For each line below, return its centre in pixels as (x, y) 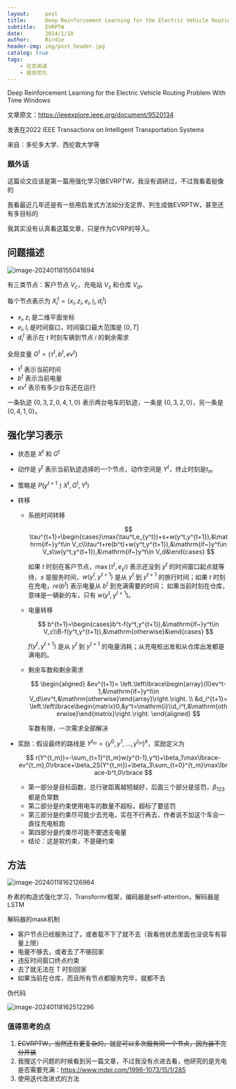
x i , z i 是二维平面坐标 (46, 318)
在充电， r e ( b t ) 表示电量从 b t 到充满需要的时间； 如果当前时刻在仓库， (128, 585)
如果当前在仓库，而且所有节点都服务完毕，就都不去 (91, 978)
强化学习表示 (35, 435)
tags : (15, 60)
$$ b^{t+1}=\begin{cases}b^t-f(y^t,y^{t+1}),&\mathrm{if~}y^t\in (128, 624)
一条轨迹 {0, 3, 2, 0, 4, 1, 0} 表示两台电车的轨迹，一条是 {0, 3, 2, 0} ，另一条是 (116, 402)
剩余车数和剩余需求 (56, 670)
